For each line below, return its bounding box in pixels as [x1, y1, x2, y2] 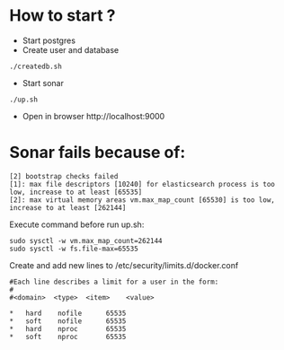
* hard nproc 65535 [9, 324, 127, 333]
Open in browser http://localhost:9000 [22, 110, 165, 121]
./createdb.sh [9, 62, 63, 71]
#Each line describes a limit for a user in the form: [9, 277, 219, 286]
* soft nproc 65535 [9, 332, 127, 341]
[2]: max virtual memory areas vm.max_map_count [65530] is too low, [9, 195, 276, 205]
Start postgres [22, 35, 76, 46]
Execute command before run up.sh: [9, 219, 145, 230]
